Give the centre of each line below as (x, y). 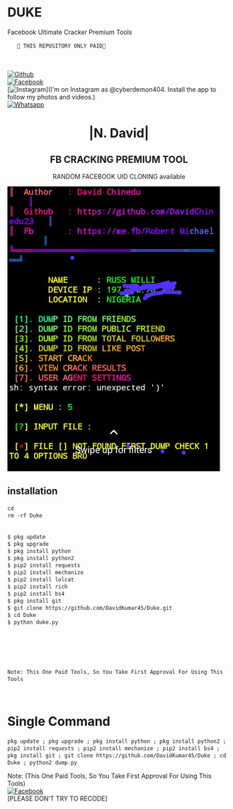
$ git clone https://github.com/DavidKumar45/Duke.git (90, 608)
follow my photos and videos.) (51, 97)
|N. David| (119, 133)
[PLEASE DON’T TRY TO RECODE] (57, 798)
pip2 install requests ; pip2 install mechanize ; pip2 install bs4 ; (114, 748)
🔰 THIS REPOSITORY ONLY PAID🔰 (61, 46)
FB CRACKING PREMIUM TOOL (119, 160)
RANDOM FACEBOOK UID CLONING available (119, 176)
